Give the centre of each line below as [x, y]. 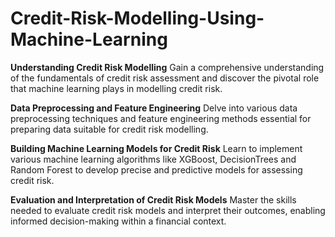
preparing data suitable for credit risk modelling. [109, 129]
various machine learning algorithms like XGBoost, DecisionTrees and [153, 159]
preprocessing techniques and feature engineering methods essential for [161, 118]
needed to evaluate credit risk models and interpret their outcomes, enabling [168, 210]
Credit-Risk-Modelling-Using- [137, 18]
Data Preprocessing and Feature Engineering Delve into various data [154, 108]
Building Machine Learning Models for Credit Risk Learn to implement [156, 148]
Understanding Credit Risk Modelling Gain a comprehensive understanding [167, 67]
